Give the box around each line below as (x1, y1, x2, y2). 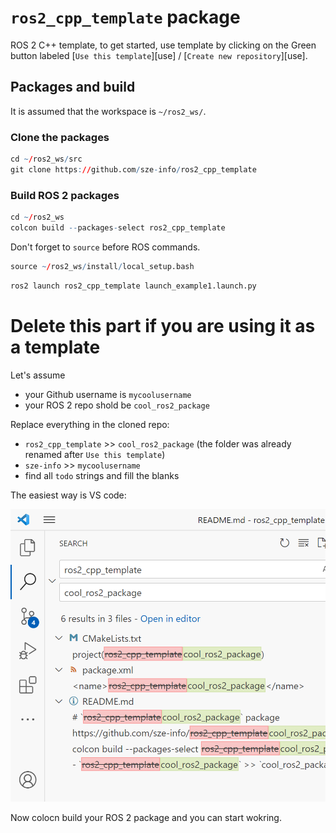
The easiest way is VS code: (10, 489, 127, 501)
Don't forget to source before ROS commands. (10, 241, 201, 253)
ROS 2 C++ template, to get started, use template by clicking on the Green (10, 39, 317, 51)
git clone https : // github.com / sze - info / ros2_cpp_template (10, 164, 257, 175)
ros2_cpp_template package (10, 6, 241, 29)
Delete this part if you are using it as (10, 314, 316, 337)
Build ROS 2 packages (10, 188, 120, 202)
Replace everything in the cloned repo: (10, 418, 170, 430)
